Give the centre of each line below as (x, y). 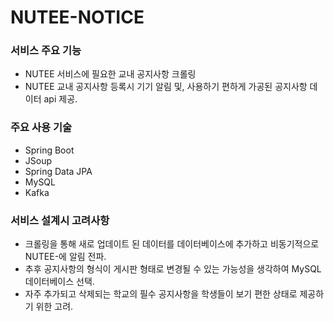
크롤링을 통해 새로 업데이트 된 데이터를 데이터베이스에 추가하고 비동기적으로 (172, 244)
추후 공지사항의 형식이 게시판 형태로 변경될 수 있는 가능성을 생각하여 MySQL (173, 269)
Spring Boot (49, 150)
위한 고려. (54, 307)
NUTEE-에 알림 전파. (65, 257)
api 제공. (60, 99)
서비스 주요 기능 (46, 51)
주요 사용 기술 (41, 128)
